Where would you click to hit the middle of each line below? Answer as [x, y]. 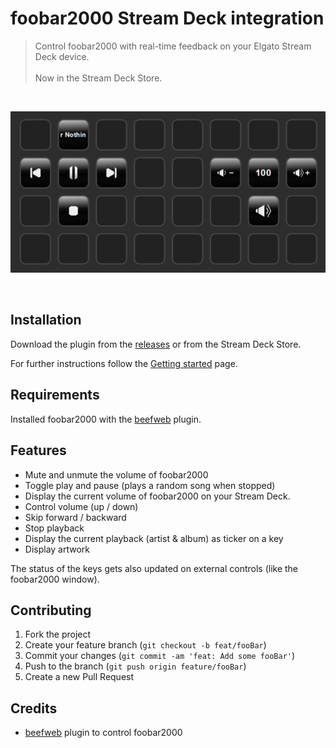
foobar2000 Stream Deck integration [167, 18]
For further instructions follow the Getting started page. [124, 363]
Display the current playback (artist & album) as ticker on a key [154, 538]
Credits [34, 708]
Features [38, 450]
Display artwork [57, 549]
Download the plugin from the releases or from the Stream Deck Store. [156, 344]
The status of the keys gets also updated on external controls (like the [154, 568]
